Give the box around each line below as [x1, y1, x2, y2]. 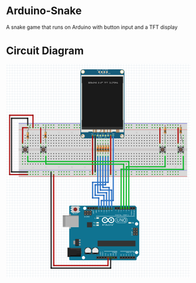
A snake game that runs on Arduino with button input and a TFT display [6, 23, 178, 31]
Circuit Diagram [6, 44, 84, 58]
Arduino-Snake [6, 4, 82, 18]
